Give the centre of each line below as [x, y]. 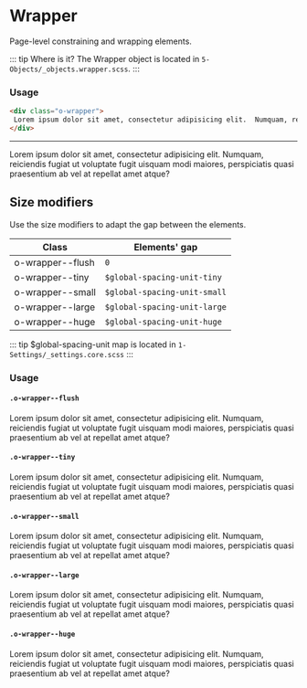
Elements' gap [166, 247]
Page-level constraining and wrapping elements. [101, 41]
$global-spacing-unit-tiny [163, 277]
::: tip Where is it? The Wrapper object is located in [105, 58]
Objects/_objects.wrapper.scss [69, 69]
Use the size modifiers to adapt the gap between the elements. [128, 224]
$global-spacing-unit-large [165, 307]
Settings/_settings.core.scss [67, 355]
